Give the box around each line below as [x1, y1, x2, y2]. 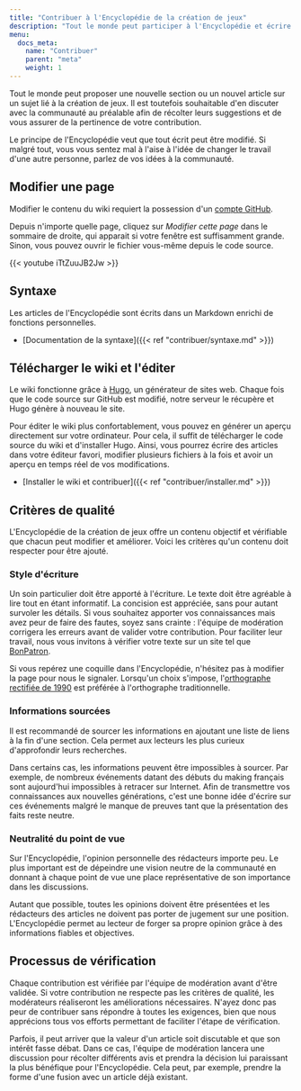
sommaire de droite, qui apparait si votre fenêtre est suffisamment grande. [9, 230, 285, 241]
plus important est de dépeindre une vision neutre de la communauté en [9, 862, 277, 873]
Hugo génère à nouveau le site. [9, 403, 126, 414]
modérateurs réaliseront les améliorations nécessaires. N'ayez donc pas [9, 996, 277, 1007]
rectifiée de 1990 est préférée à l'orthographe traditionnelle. [9, 682, 231, 693]
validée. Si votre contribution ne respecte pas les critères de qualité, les [9, 987, 275, 997]
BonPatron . [9, 645, 51, 657]
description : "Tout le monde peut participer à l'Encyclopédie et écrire [9, 22, 292, 31]
